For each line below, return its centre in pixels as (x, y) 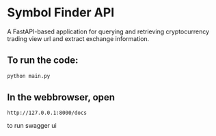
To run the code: (43, 60)
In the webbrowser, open (61, 97)
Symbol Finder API (61, 13)
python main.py (29, 76)
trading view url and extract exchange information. (78, 38)
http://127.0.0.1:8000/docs (47, 113)
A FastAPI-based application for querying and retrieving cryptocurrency (108, 31)
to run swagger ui (32, 126)
